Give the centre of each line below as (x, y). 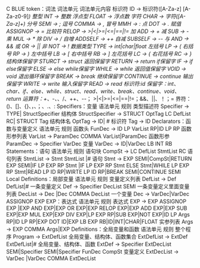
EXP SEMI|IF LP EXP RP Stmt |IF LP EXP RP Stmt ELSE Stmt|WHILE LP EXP (98, 165)
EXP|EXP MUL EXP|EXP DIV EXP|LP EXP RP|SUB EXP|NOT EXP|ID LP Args (98, 214)
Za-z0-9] (17, 16)
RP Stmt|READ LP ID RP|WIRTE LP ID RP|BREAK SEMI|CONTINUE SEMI (93, 172)
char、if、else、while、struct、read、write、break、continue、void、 (93, 91)
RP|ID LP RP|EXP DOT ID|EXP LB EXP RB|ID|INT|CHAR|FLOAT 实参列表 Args (100, 222)
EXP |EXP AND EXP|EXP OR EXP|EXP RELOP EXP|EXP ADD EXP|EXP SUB (97, 208)
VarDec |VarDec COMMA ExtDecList (51, 258)
